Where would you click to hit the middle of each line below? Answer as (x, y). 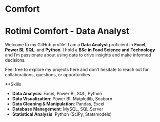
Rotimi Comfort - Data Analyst (67, 31)
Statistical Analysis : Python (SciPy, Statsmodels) (62, 114)
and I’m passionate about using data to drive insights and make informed (78, 55)
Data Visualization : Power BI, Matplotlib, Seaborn (62, 99)
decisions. (15, 60)
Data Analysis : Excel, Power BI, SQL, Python (57, 94)
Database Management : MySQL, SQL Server (58, 109)
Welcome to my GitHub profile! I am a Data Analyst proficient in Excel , (76, 45)
